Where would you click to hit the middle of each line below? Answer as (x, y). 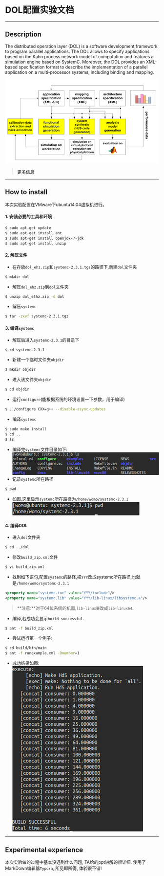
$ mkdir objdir (20, 370)
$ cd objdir (17, 389)
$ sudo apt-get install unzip (36, 243)
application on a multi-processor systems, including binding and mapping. (80, 72)
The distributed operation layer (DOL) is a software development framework (81, 46)
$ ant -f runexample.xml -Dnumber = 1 (42, 653)
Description (23, 34)
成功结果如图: (26, 663)
